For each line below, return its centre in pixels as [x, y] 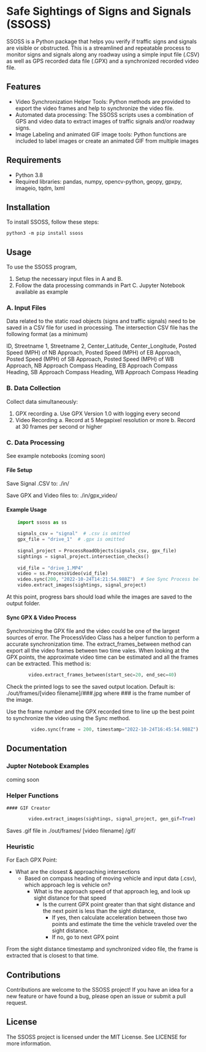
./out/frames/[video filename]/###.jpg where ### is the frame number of [99, 693]
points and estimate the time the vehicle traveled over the [124, 924]
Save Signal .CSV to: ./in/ [38, 484]
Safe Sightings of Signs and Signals [99, 11]
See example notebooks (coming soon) [56, 456]
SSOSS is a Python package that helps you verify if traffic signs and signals [102, 41]
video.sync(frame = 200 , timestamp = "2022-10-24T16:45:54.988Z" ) [115, 729]
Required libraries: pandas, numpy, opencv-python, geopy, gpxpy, [98, 181]
